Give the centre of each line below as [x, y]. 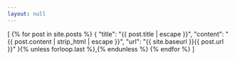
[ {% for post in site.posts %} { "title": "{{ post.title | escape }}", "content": [116, 34]
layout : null [27, 14]
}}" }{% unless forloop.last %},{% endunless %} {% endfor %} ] [101, 49]
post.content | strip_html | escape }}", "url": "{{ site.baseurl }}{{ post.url [119, 41]
